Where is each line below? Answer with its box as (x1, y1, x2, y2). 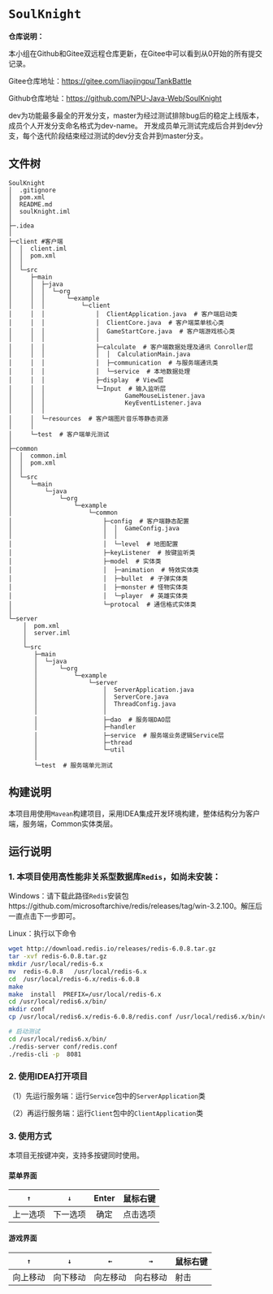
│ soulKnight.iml (8, 207, 71, 215)
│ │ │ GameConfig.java (8, 524, 180, 532)
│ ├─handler (33, 722, 136, 731)
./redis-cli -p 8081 (8, 1050, 82, 1058)
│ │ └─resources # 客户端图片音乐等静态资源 (8, 414, 169, 422)
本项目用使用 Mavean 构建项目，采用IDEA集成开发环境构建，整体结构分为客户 (8, 808, 260, 818)
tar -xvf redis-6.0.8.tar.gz (8, 953, 107, 961)
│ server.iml (23, 629, 71, 637)
